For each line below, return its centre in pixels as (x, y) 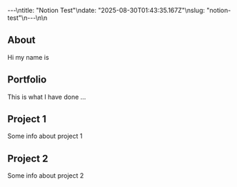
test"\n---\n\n (27, 18)
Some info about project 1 (45, 136)
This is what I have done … (47, 97)
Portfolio (27, 80)
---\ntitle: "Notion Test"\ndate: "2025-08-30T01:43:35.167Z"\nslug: (106, 10)
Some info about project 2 (46, 176)
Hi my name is (28, 57)
